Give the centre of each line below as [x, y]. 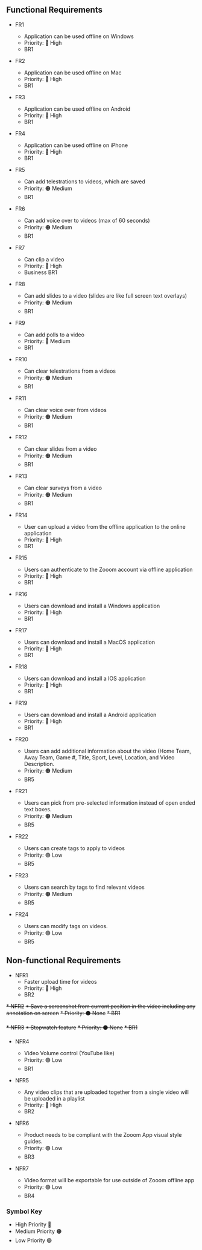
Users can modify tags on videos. [66, 926]
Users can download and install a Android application [90, 715]
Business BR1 [40, 272]
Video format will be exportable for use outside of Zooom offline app [109, 1180]
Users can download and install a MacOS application [90, 642]
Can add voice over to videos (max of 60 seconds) [87, 220]
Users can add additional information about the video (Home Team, [108, 751]
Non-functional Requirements [64, 960]
